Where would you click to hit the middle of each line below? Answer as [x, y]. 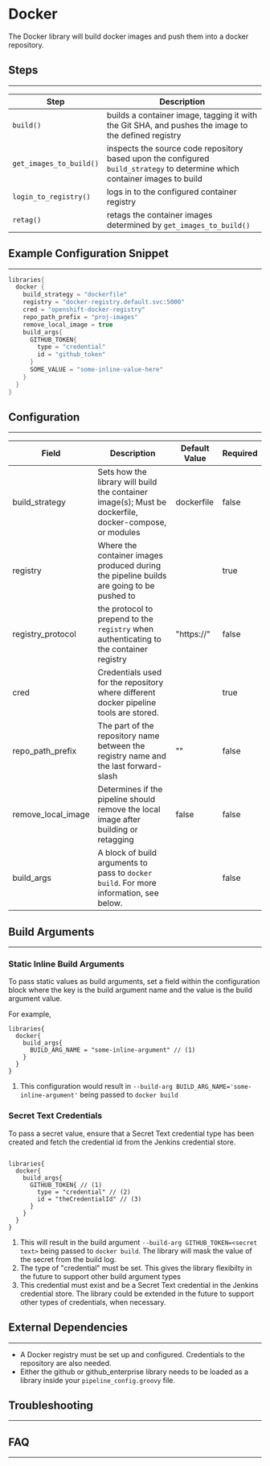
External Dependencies [68, 1328]
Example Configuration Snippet [88, 253]
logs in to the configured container [172, 192]
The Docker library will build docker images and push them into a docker [129, 36]
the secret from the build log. [68, 1259]
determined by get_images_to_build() [178, 225]
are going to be [126, 586]
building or [118, 829]
